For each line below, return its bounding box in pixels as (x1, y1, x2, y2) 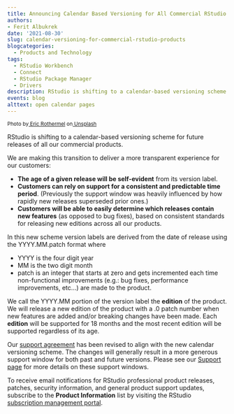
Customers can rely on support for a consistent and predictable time (17, 182, 221, 190)
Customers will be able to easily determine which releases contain (17, 204, 214, 213)
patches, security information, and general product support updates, (7, 383, 205, 392)
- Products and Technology (13, 50, 92, 57)
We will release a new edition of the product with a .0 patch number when (7, 304, 219, 313)
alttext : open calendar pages (7, 101, 96, 108)
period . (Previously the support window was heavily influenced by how (17, 190, 222, 198)
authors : (7, 17, 33, 24)
